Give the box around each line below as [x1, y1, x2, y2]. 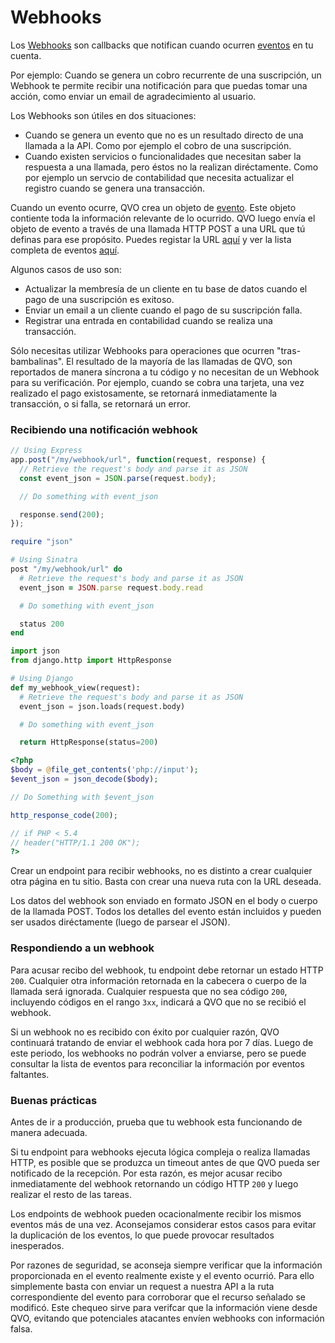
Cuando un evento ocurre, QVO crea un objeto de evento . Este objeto [10, 201, 297, 213]
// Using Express [10, 446, 83, 456]
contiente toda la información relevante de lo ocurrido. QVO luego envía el [10, 212, 316, 224]
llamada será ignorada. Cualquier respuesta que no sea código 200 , [10, 985, 288, 997]
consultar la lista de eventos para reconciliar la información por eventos [10, 1057, 305, 1070]
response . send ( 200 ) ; [19, 509, 105, 520]
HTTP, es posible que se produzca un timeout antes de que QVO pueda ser [10, 1156, 320, 1168]
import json [10, 646, 60, 656]
